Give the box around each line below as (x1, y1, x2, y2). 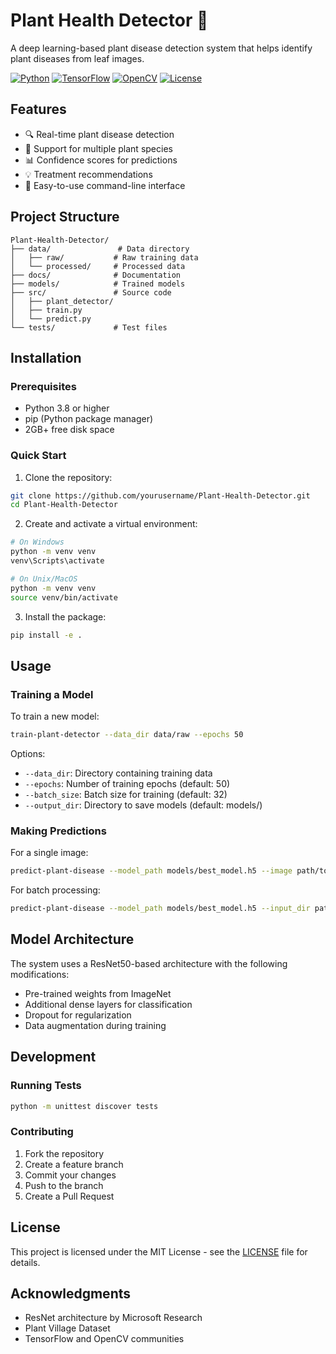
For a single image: (10, 847, 89, 859)
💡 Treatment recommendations (24, 168, 153, 180)
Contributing (10, 1125, 74, 1139)
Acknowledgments (10, 1285, 132, 1302)
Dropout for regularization (24, 1009, 132, 1021)
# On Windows (10, 537, 65, 548)
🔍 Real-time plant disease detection (24, 128, 175, 140)
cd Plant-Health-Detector (10, 500, 118, 510)
